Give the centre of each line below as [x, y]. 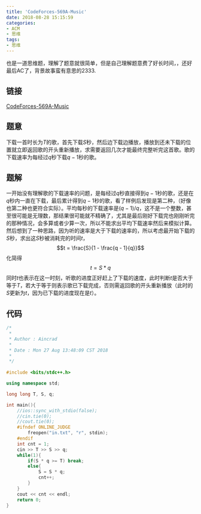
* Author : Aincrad [33, 339]
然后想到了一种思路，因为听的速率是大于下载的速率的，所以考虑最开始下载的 [100, 231]
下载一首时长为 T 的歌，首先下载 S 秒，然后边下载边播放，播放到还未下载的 [96, 142]
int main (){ [21, 405]
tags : [13, 40]
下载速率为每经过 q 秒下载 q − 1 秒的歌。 [53, 157]
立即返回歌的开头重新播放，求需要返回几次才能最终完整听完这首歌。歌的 [106, 149]
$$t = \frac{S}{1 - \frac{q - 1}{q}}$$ [100, 248]
